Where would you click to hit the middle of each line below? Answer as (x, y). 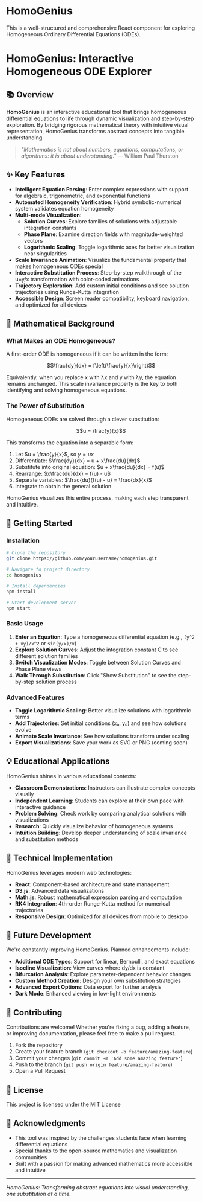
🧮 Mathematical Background (60, 324)
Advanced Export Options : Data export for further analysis (88, 987)
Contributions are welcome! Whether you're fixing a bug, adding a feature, (98, 1027)
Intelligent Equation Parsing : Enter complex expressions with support (102, 189)
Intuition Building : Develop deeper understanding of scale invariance (101, 833)
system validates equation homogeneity (64, 208)
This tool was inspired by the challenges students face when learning (101, 1138)
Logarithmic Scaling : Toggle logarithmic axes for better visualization (109, 247)
